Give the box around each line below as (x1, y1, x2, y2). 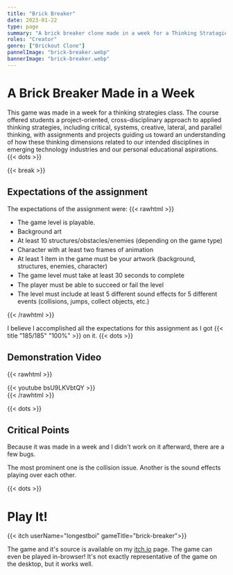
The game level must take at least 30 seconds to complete (17, 272, 185, 280)
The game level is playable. (17, 218, 96, 226)
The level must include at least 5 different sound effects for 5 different (17, 290, 218, 298)
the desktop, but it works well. (7, 560, 94, 568)
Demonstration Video (7, 351, 102, 363)
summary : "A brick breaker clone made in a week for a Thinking (7, 29, 197, 37)
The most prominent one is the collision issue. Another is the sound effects (7, 463, 221, 472)
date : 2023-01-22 (7, 17, 58, 24)
